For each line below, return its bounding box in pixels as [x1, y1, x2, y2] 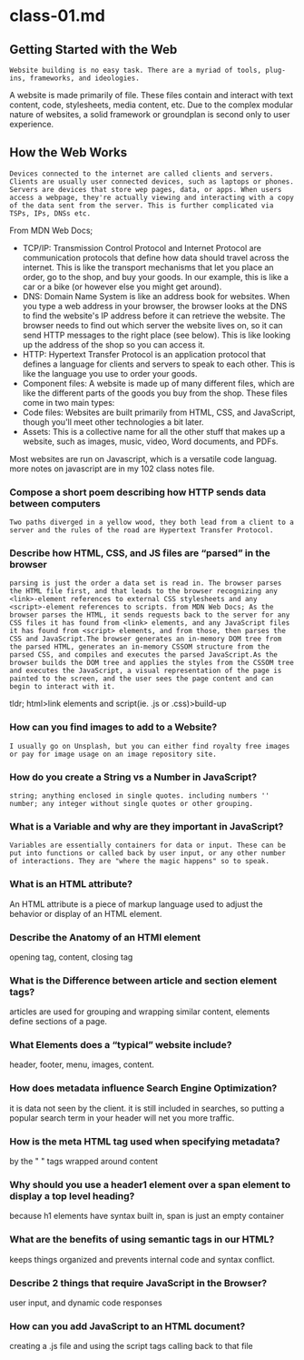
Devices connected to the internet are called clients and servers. [9, 169, 274, 178]
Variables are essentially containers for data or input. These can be [9, 841, 286, 851]
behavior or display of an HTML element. [9, 908, 162, 919]
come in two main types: [22, 397, 115, 408]
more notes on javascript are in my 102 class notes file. [9, 463, 215, 474]
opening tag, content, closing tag [9, 952, 133, 962]
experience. [9, 119, 54, 129]
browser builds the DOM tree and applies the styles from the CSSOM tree [9, 659, 295, 668]
